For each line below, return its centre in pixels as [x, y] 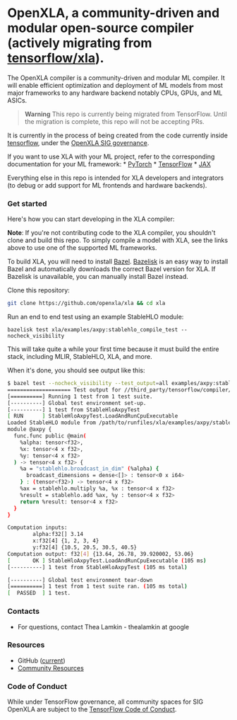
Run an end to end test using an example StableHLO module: [96, 317]
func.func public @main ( [50, 436]
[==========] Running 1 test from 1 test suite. [80, 396]
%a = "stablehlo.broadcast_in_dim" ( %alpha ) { [90, 469]
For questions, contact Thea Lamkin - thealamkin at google [103, 627]
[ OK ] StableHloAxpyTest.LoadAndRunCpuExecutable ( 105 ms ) [107, 561]
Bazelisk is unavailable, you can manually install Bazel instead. [98, 277]
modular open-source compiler [101, 28]
